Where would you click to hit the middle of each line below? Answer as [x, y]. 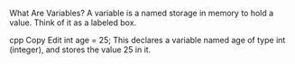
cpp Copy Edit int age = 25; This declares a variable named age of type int [147, 40]
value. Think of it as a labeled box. [73, 23]
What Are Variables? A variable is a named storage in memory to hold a [142, 13]
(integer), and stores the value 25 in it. [80, 50]
